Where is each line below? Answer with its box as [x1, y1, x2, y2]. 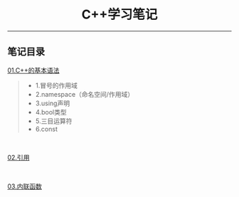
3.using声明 [35, 99, 70, 107]
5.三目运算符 [35, 117, 73, 125]
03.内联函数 [7, 182, 43, 191]
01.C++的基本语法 [7, 65, 60, 75]
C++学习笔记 [81, 6, 158, 23]
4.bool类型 [35, 107, 67, 116]
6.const [35, 124, 58, 133]
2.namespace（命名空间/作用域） [35, 90, 134, 98]
